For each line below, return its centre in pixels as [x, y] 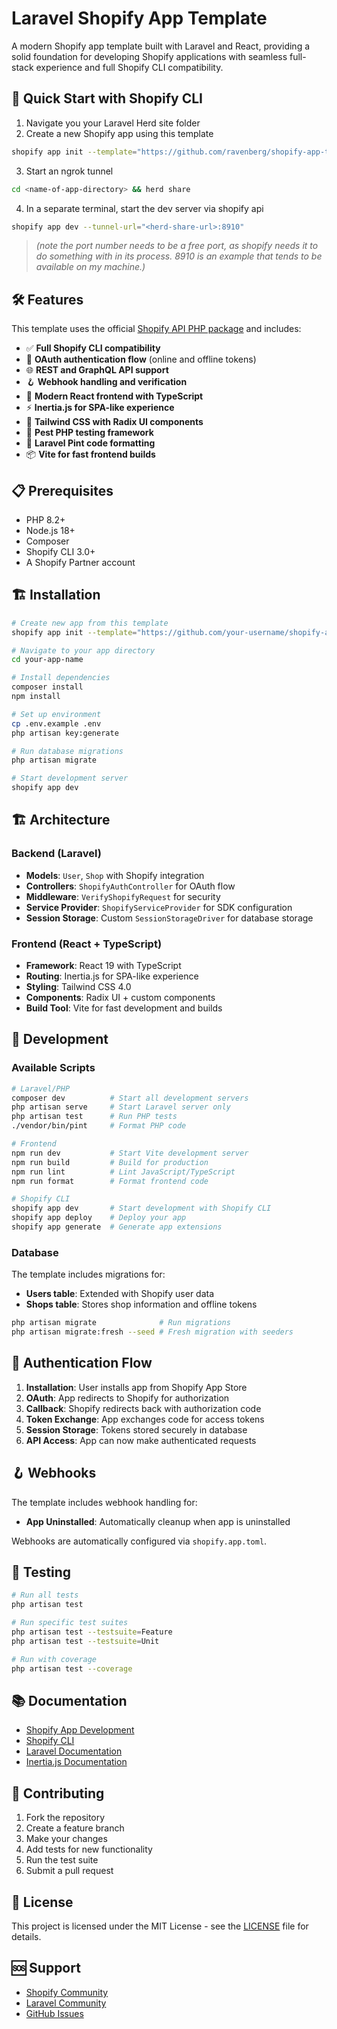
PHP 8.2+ [45, 520]
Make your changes [66, 1839]
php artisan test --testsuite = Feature [92, 1632]
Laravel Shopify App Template [139, 18]
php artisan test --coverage [72, 1668]
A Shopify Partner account [80, 562]
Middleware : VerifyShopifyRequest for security [123, 896]
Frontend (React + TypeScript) [87, 944]
